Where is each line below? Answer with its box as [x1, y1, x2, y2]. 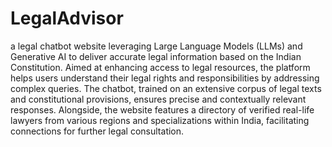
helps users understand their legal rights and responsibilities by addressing [10, 72, 320, 84]
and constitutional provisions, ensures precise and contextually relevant [10, 93, 307, 105]
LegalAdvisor [10, 7, 124, 30]
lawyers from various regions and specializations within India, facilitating [10, 114, 310, 126]
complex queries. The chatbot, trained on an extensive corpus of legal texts [10, 82, 322, 94]
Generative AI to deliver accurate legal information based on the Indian [10, 50, 302, 62]
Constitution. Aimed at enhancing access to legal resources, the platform [10, 61, 311, 73]
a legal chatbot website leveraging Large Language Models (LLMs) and [10, 40, 303, 52]
